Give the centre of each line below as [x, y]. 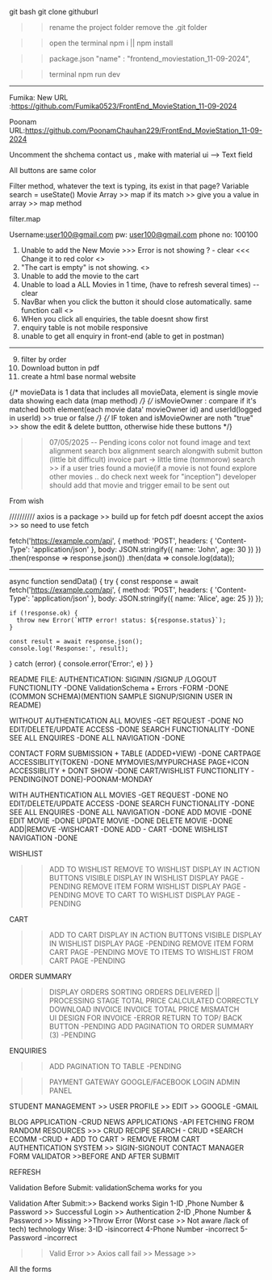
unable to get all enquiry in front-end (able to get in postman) [123, 336]
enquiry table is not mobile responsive [84, 327]
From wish [27, 501]
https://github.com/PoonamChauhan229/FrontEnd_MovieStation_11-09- [144, 130]
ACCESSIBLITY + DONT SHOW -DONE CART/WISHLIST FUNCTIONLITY [129, 771]
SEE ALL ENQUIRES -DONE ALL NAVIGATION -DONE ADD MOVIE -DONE [131, 812]
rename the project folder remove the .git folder [128, 27]
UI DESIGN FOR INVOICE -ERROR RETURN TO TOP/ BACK [146, 1018]
